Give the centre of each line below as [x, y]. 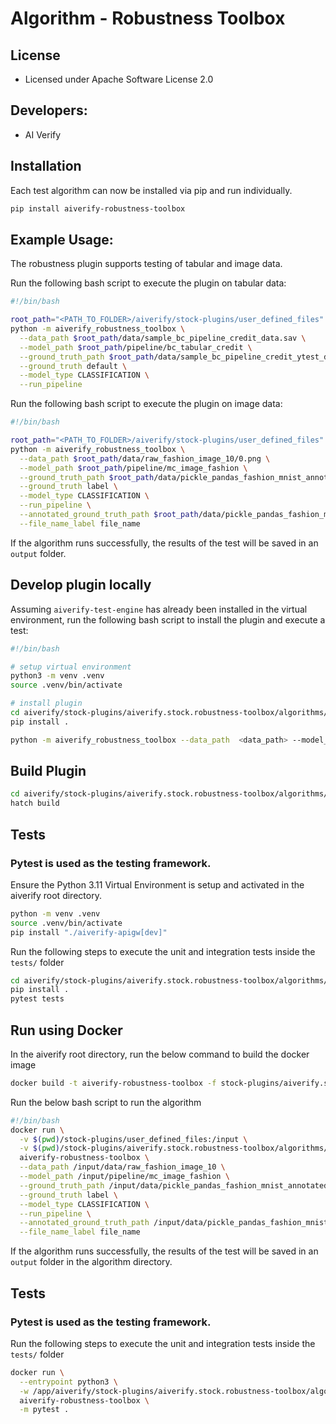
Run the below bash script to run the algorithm [106, 1102]
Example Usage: [62, 239]
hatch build [35, 803]
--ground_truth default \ [73, 366]
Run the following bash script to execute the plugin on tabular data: [148, 283]
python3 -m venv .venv [57, 676]
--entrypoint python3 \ [68, 1382]
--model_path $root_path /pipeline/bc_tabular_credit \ [136, 347]
